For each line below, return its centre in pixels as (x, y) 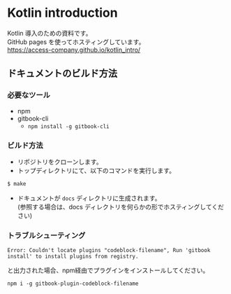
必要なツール (29, 95)
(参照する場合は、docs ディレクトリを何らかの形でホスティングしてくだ (121, 206)
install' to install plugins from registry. (73, 257)
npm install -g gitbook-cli (68, 126)
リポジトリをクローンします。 (60, 162)
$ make (17, 183)
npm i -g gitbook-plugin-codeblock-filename (73, 284)
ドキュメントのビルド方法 (62, 74)
